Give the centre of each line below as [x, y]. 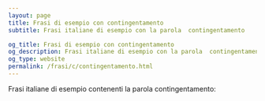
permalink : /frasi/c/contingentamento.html [81, 67]
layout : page [30, 15]
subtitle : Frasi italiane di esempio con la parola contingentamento [127, 30]
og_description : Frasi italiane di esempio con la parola [105, 52]
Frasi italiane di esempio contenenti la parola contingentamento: [112, 88]
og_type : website [37, 59]
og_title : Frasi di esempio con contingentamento [91, 44]
